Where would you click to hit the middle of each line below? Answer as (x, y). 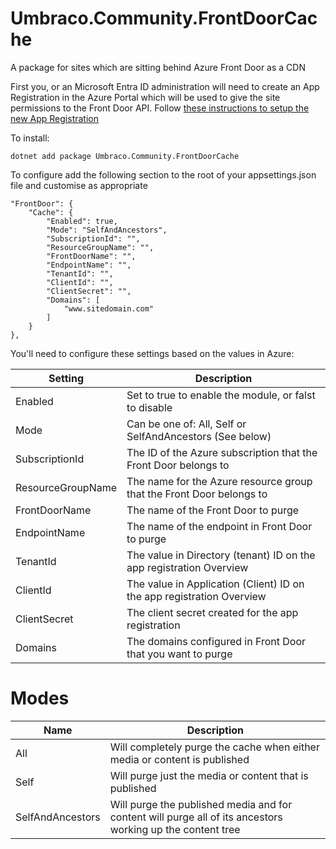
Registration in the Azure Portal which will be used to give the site (145, 97)
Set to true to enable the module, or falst (221, 395)
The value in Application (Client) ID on (215, 584)
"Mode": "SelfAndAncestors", (107, 230)
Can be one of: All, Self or (186, 424)
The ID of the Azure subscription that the (222, 452)
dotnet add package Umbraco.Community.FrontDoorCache (125, 156)
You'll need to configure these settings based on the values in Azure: (152, 353)
